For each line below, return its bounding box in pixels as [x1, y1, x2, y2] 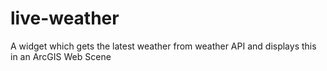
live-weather [10, 7, 120, 30]
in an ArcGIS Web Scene [10, 50, 112, 62]
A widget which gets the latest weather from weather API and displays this [10, 40, 317, 52]
